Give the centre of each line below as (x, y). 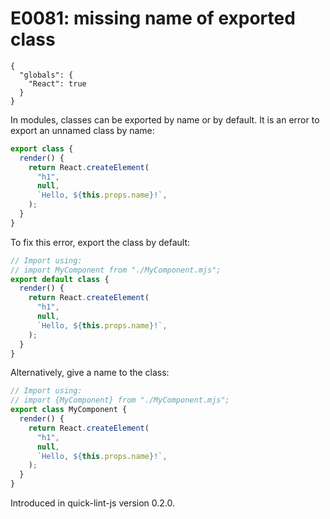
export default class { (60, 279)
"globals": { (46, 75)
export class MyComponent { (69, 410)
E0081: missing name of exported (153, 18)
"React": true (57, 83)
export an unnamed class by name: (82, 130)
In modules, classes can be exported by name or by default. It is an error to (165, 119)
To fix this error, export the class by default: (100, 242)
